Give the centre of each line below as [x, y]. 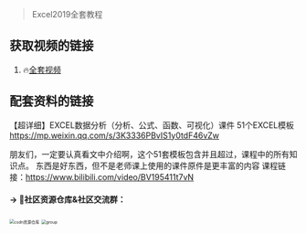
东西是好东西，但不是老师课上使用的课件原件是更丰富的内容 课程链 [160, 165]
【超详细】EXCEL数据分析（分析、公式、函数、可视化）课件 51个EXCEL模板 [152, 125]
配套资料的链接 [52, 101]
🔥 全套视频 [42, 69]
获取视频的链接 [52, 46]
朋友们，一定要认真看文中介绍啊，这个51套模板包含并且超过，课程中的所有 [149, 154]
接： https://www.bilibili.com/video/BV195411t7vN [102, 176]
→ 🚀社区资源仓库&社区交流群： [68, 199]
